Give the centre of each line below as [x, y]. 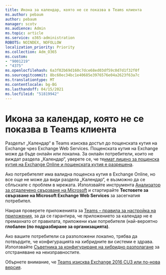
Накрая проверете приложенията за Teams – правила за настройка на [80, 211]
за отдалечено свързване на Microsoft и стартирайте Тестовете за [77, 190]
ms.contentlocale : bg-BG [31, 84]
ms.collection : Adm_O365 [31, 52]
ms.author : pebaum [24, 15]
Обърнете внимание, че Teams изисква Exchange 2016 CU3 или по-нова [83, 262]
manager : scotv [21, 24]
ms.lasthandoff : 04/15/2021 [34, 89]
